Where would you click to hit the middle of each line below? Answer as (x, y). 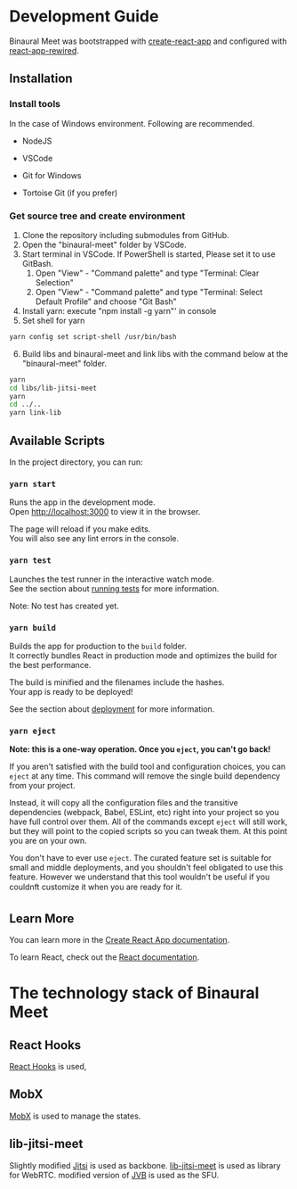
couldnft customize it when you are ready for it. (96, 887)
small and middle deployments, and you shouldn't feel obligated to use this (146, 868)
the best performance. (50, 665)
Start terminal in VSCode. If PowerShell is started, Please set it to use (148, 254)
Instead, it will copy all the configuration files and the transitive (124, 803)
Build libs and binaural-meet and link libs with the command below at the (155, 353)
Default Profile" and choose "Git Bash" (106, 301)
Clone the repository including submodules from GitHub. (125, 235)
